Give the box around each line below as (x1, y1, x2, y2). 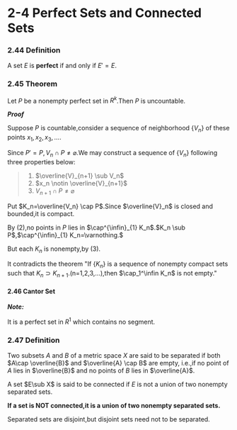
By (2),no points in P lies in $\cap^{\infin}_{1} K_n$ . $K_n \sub (7, 223, 186, 232)
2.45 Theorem (7, 79, 58, 89)
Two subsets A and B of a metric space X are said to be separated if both (7, 351, 221, 360)
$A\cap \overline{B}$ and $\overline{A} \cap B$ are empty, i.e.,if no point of (7, 359, 229, 368)
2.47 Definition (7, 335, 60, 345)
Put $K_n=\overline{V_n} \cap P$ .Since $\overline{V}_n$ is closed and (7, 202, 214, 210)
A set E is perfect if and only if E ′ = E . (7, 62, 117, 70)
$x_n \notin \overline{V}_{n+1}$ (35, 179, 127, 187)
